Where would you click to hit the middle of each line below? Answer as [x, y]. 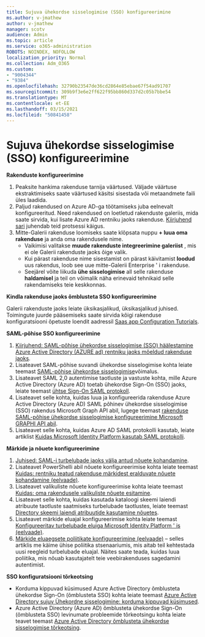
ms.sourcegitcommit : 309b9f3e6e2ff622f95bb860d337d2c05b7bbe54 [89, 92]
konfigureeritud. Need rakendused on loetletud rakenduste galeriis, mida [107, 213]
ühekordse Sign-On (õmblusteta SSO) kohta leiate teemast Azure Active [106, 595]
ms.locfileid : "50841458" [39, 115]
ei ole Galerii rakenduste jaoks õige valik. [76, 252]
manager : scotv [26, 29]
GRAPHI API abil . [36, 423]
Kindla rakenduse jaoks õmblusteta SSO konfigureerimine [82, 297]
